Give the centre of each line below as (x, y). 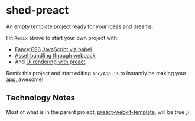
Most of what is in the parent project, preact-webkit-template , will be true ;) (98, 112)
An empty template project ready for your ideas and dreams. (80, 26)
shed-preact (38, 10)
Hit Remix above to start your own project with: (63, 38)
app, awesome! (25, 79)
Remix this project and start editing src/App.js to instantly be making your (96, 73)
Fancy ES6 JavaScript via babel (53, 49)
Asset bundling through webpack (55, 55)
